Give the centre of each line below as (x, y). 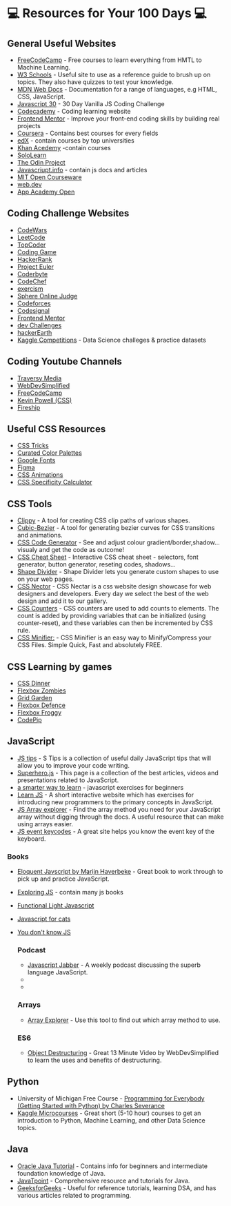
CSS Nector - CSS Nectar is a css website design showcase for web (114, 586)
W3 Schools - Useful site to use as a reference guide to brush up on (114, 74)
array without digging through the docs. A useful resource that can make (120, 817)
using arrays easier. (45, 824)
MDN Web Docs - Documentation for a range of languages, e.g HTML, (117, 89)
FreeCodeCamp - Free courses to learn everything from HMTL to (109, 60)
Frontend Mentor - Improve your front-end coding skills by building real (118, 119)
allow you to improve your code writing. (73, 765)
